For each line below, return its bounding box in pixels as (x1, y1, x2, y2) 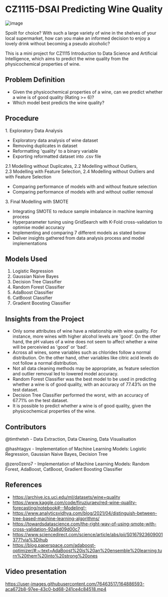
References (5, 481, 42, 489)
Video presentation (5, 567, 67, 576)
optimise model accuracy (12, 224, 65, 230)
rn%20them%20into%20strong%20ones (12, 553, 98, 559)
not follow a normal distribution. (12, 360, 79, 366)
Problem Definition (5, 75, 65, 84)
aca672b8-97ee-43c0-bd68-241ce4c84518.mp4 (5, 586, 107, 592)
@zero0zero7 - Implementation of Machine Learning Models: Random (5, 461, 149, 467)
